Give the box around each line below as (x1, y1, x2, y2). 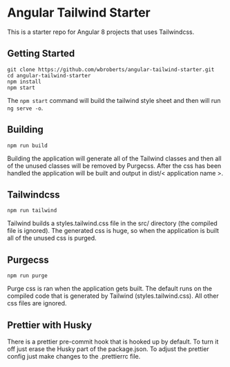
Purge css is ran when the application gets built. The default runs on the (7, 285, 213, 293)
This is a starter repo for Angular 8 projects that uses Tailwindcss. (7, 28, 195, 36)
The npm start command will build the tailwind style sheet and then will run (7, 96, 221, 104)
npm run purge (7, 272, 48, 279)
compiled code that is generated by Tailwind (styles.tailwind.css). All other (7, 292, 219, 300)
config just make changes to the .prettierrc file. (7, 352, 141, 360)
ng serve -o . (7, 104, 44, 112)
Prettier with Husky (7, 319, 92, 331)
